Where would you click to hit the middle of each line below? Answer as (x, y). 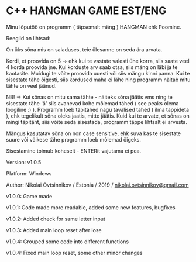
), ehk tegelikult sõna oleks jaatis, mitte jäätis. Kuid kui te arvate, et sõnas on (98, 116)
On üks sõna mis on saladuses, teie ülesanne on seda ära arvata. (84, 49)
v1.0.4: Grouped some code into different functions (68, 242)
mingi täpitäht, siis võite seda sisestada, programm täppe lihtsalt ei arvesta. (97, 122)
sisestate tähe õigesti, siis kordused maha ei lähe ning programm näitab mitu (98, 80)
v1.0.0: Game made (29, 196)
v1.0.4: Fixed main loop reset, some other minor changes (74, 253)
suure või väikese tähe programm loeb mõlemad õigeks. (74, 139)
